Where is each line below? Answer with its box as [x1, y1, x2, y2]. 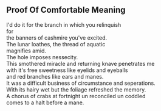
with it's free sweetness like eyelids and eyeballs [6, 66, 128, 74]
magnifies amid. [6, 47, 47, 54]
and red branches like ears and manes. [6, 73, 104, 80]
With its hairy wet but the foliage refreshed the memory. [6, 85, 146, 93]
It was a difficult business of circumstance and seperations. [6, 79, 156, 87]
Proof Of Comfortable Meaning [6, 5, 126, 15]
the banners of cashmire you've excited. [6, 34, 108, 41]
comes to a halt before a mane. [6, 99, 84, 106]
